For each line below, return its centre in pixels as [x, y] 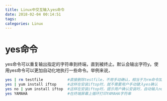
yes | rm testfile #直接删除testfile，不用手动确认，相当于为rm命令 [82, 80]
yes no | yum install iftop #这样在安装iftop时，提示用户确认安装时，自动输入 [82, 89]
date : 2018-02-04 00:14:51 [33, 14]
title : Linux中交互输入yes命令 [35, 10]
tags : [11, 19]
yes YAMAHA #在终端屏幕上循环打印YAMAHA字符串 [68, 94]
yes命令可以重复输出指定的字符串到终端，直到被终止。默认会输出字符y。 [80, 64]
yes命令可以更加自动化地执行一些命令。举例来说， [61, 70]
